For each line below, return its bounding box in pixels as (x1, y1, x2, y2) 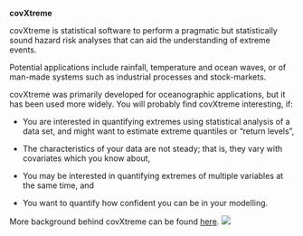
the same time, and (22, 180, 95, 191)
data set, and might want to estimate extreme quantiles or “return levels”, (22, 126, 295, 137)
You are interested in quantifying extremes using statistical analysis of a (22, 117, 291, 127)
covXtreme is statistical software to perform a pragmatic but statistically (9, 25, 278, 35)
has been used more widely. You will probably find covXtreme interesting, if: (9, 99, 294, 109)
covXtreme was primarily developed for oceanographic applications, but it (9, 90, 286, 99)
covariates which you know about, (22, 153, 151, 164)
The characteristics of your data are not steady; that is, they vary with (22, 144, 283, 154)
